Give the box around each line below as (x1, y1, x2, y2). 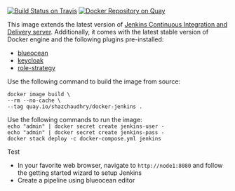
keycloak (17, 56, 44, 65)
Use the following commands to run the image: (7, 116, 142, 124)
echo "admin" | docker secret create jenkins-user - (7, 123, 165, 130)
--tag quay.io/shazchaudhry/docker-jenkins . (7, 103, 142, 110)
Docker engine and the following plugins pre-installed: (7, 35, 164, 44)
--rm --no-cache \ (7, 97, 61, 104)
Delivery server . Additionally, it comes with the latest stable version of (7, 28, 209, 36)
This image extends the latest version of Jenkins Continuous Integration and (7, 20, 228, 28)
